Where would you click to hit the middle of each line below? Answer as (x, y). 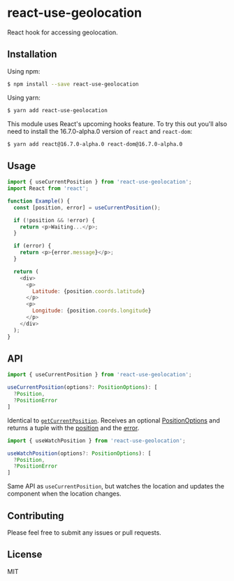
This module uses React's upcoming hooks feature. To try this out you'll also (117, 123)
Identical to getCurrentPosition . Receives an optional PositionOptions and (114, 420)
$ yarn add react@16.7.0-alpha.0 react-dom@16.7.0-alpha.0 (95, 144)
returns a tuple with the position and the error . (73, 428)
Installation (32, 54)
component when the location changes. (64, 494)
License (25, 555)
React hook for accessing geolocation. (63, 32)
